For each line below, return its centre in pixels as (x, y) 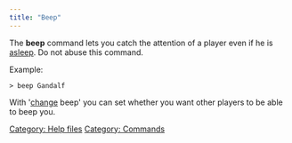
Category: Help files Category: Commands (87, 129)
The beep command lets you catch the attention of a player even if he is (141, 43)
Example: (26, 69)
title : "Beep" (36, 17)
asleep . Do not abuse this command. (77, 52)
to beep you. (32, 111)
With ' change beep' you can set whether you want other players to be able (146, 102)
